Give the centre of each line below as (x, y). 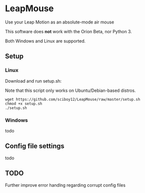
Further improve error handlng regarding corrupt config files (65, 185)
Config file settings (35, 146)
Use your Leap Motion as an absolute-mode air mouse (60, 22)
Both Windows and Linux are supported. (45, 41)
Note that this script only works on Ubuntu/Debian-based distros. (71, 90)
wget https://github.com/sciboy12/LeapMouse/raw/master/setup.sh (72, 99)
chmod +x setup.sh (24, 104)
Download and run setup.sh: (33, 81)
